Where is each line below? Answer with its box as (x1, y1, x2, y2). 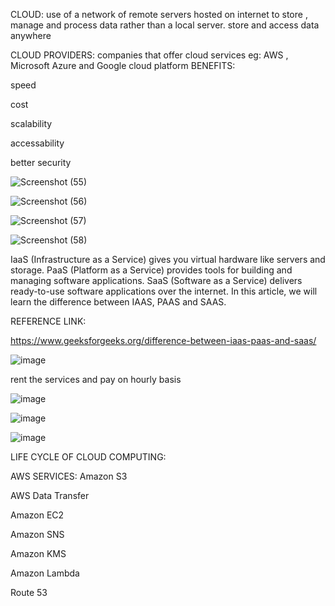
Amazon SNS (10, 529, 65, 540)
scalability (10, 118, 53, 129)
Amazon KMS (10, 548, 67, 559)
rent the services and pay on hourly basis (10, 374, 182, 385)
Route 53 (10, 587, 48, 598)
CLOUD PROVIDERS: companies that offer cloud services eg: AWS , (10, 49, 289, 61)
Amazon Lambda (10, 567, 80, 579)
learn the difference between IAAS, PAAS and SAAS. (10, 296, 227, 308)
